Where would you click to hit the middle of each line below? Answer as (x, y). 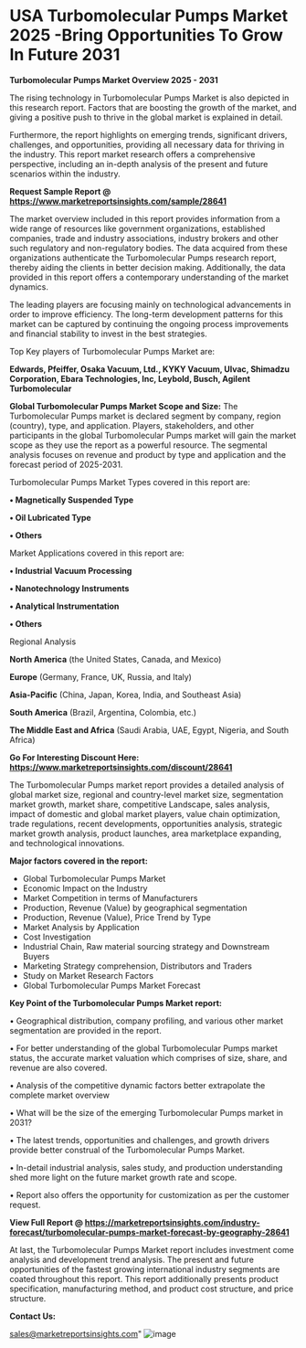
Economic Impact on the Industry (85, 888)
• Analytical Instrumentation (64, 606)
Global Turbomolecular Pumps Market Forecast (111, 985)
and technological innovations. (67, 843)
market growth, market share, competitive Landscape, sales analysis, (140, 804)
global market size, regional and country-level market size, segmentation (147, 794)
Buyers (36, 956)
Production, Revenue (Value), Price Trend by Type (117, 917)
